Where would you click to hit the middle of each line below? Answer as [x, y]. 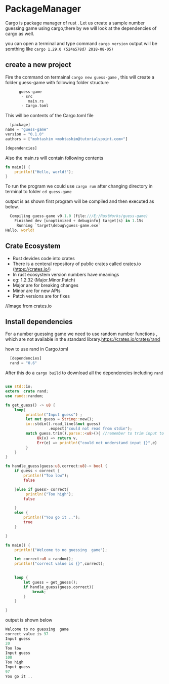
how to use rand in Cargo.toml [37, 349]
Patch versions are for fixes [41, 296]
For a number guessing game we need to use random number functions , [81, 334]
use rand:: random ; [25, 396]
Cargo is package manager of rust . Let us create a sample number [75, 23]
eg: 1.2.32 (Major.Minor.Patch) [44, 280]
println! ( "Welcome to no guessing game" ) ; [61, 550]
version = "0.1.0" [25, 134]
